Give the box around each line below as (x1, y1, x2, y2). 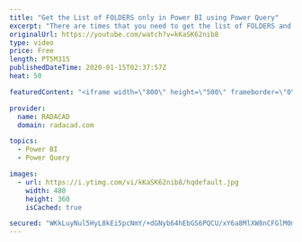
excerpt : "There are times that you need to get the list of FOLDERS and (9, 22, 292, 30)
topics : (9, 136, 39, 146)
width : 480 (25, 186, 67, 195)
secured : (9, 219, 42, 229)
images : (9, 169, 39, 178)
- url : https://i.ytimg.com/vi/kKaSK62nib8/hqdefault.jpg (17, 177, 240, 186)
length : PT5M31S (9, 55, 70, 64)
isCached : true (25, 203, 83, 212)
